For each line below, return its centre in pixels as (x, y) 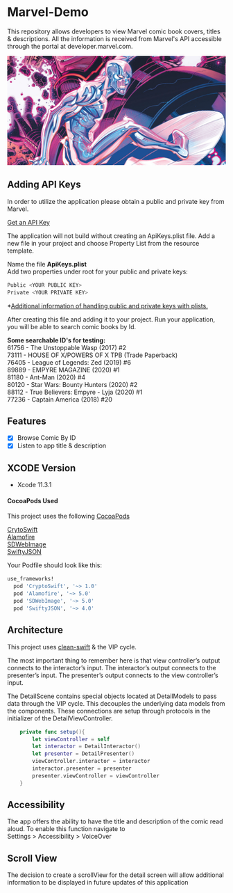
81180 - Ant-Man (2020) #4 (46, 377)
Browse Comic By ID (46, 438)
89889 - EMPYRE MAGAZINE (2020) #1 (63, 370)
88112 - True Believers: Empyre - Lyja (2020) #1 (75, 392)
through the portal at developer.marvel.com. (70, 46)
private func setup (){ (52, 732)
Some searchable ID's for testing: (57, 340)
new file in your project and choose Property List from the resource (103, 243)
